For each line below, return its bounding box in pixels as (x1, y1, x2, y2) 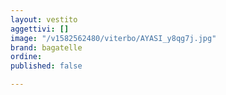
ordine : (10, 52, 43, 62)
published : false (10, 61, 83, 71)
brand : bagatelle (10, 42, 83, 53)
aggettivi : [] (10, 24, 70, 34)
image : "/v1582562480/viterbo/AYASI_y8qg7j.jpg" (10, 33, 217, 43)
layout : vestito (10, 14, 78, 25)
